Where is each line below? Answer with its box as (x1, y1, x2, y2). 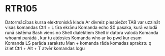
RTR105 (5, 3, 37, 14)
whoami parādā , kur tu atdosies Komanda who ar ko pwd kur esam (5, 35, 142, 41)
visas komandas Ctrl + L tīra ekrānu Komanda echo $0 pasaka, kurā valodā (5, 24, 158, 30)
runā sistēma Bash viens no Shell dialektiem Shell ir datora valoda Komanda (5, 29, 159, 35)
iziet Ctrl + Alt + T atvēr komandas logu (5, 45, 85, 51)
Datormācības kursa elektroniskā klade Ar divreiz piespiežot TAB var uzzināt (5, 19, 160, 25)
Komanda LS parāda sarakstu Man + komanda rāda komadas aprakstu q (5, 40, 152, 46)
